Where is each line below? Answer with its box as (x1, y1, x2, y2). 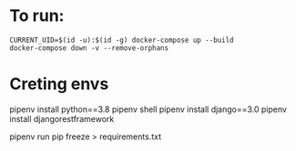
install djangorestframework (9, 113, 115, 124)
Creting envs (9, 74, 109, 95)
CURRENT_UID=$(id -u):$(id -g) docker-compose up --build (9, 35, 234, 45)
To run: (9, 5, 65, 26)
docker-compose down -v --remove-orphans (9, 43, 169, 53)
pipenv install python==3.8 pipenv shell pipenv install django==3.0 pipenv (9, 104, 287, 115)
